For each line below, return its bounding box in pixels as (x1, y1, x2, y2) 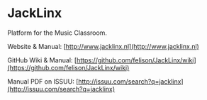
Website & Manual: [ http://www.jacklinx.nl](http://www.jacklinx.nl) (7, 42, 200, 50)
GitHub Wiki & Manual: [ (7, 55, 77, 65)
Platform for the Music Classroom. (7, 28, 108, 37)
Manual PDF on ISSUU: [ (7, 77, 79, 86)
